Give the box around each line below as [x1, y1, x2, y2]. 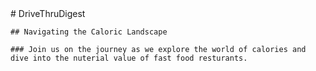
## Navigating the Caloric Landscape [10, 27, 168, 37]
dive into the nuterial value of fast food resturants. [10, 53, 248, 63]
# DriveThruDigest [10, 8, 86, 19]
